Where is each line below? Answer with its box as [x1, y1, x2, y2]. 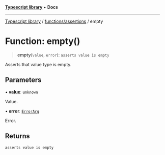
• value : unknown [5, 89, 38, 95]
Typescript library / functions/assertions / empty [5, 18, 103, 24]
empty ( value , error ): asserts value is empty [17, 52, 110, 58]
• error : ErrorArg [5, 108, 39, 114]
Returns [5, 132, 30, 140]
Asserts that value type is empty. [5, 61, 72, 67]
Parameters [5, 76, 42, 84]
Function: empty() [5, 36, 80, 47]
